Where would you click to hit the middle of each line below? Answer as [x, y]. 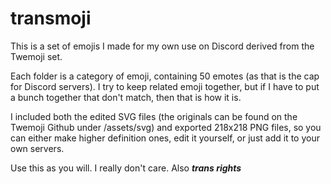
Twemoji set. [36, 56]
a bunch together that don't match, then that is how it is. [126, 97]
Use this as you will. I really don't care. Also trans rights [126, 168]
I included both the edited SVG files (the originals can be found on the [154, 116]
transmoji [51, 18]
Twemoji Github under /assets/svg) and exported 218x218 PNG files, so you [166, 127]
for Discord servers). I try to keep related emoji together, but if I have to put [165, 86]
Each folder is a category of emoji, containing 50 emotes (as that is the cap [165, 76]
